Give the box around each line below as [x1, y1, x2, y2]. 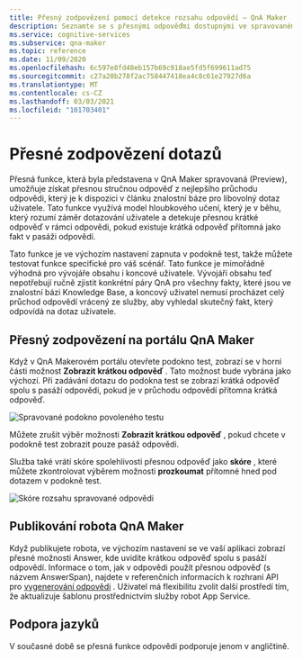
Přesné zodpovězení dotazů [9, 144, 222, 165]
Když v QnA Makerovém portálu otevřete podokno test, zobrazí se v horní [9, 357, 282, 366]
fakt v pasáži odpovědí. [9, 231, 96, 242]
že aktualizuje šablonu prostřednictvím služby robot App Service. [9, 591, 251, 601]
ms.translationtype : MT [9, 80, 99, 89]
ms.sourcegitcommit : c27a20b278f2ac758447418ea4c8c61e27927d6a [9, 72, 252, 81]
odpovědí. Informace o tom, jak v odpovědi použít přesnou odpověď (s [9, 562, 271, 573]
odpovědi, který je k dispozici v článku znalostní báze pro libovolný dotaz [9, 193, 280, 203]
